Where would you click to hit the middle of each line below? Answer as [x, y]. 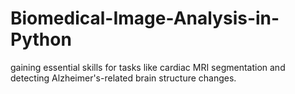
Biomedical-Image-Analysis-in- [145, 18]
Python [41, 39]
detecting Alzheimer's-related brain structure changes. [123, 78]
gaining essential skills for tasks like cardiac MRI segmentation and [148, 67]
